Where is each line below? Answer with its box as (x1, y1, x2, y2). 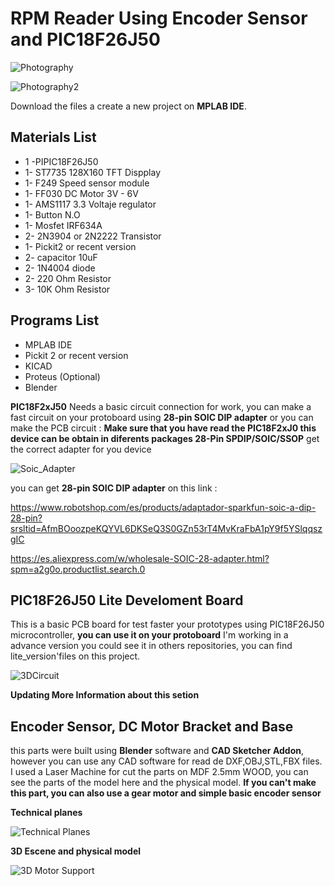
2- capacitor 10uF (24, 251, 98, 263)
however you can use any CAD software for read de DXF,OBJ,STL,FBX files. (10, 755, 323, 767)
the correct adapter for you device (10, 443, 152, 455)
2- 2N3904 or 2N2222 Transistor (24, 230, 162, 242)
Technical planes (10, 807, 83, 819)
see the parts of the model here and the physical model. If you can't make (10, 777, 317, 789)
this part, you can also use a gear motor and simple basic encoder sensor (10, 787, 322, 799)
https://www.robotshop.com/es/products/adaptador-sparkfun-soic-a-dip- (10, 501, 317, 513)
